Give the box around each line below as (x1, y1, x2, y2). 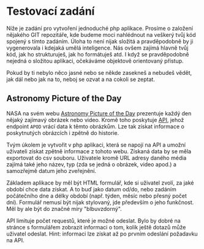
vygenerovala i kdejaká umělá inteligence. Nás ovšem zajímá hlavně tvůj (6, 44, 189, 52)
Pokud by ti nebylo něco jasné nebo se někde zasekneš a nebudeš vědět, (6, 69, 192, 76)
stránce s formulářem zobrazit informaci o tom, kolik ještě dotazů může (6, 223, 186, 231)
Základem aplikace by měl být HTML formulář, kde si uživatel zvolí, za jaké (6, 179, 194, 186)
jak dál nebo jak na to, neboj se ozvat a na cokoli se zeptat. (6, 75, 155, 83)
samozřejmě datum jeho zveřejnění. (6, 167, 97, 174)
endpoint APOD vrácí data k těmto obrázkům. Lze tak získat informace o (6, 123, 185, 130)
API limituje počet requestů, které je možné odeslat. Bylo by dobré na (6, 216, 181, 224)
